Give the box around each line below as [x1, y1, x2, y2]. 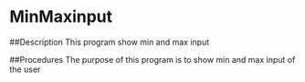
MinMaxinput [9, 6, 113, 27]
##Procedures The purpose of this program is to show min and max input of [9, 54, 296, 65]
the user [9, 64, 41, 75]
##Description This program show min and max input [9, 36, 210, 47]
